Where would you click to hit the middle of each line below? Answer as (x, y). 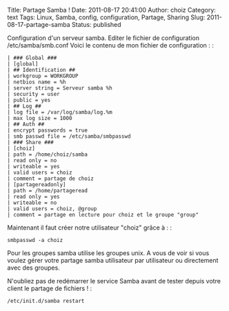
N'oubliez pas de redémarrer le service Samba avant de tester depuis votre (114, 281)
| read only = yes (33, 197)
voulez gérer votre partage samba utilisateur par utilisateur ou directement (113, 260)
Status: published (97, 24)
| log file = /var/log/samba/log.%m (60, 112)
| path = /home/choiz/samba (48, 154)
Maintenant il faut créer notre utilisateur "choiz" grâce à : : (90, 228)
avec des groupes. (33, 268)
